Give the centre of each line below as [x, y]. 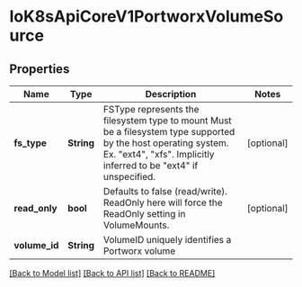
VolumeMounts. [136, 225]
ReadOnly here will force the [163, 202]
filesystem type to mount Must [167, 121]
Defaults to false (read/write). [165, 191]
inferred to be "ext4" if [151, 166]
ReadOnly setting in [144, 214]
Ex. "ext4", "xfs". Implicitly [159, 154]
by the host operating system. [166, 143]
